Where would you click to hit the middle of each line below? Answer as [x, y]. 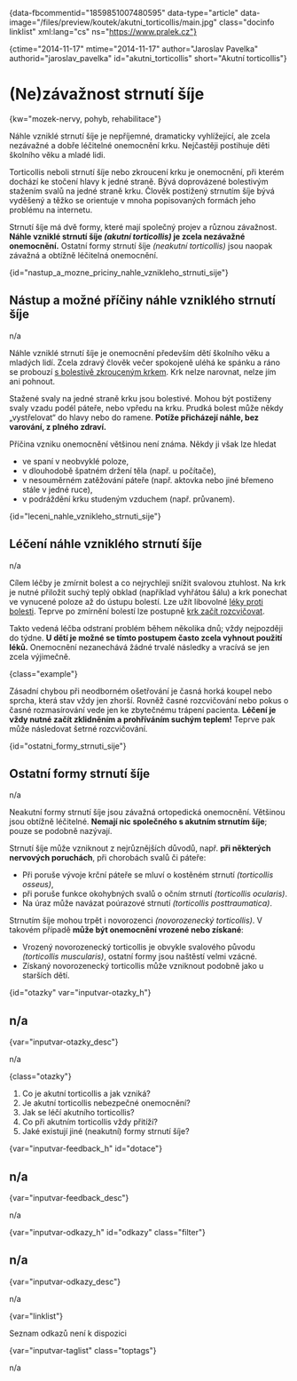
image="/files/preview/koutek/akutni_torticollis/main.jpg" [113, 22]
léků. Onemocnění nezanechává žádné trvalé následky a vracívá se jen [140, 647]
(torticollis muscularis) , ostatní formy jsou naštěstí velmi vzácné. [140, 956]
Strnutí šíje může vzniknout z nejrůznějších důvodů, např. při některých [140, 848]
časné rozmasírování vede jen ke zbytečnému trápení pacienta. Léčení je [143, 710]
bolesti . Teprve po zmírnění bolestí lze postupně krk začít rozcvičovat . [137, 611]
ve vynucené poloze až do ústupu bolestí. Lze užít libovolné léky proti [137, 601]
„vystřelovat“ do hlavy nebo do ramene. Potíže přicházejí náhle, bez [134, 417]
